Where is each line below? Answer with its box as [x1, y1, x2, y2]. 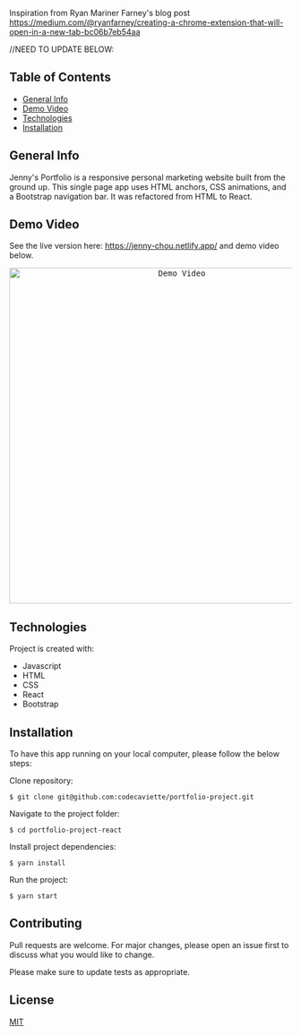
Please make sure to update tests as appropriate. [9, 966, 191, 977]
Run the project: [9, 875, 69, 885]
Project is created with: [9, 644, 95, 654]
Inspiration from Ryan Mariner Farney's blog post [9, 8, 191, 18]
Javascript [21, 661, 62, 671]
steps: [9, 758, 32, 769]
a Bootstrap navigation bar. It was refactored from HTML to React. [9, 191, 253, 201]
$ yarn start [9, 892, 58, 901]
